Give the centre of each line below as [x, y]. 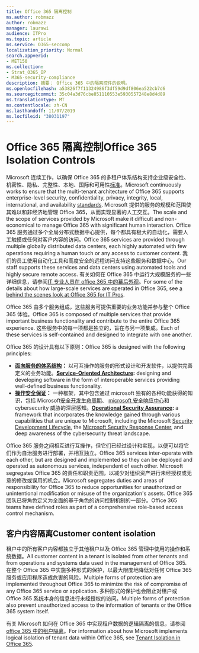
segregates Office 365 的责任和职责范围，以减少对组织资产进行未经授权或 [97, 473]
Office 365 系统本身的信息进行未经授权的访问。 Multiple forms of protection [98, 598]
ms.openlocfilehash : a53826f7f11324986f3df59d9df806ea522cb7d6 [86, 89]
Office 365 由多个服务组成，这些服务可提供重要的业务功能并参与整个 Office [98, 307]
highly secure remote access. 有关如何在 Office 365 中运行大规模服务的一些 [99, 274]
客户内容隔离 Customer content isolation [81, 533]
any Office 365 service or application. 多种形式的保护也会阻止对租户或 [92, 591]
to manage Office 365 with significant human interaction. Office [113, 225]
